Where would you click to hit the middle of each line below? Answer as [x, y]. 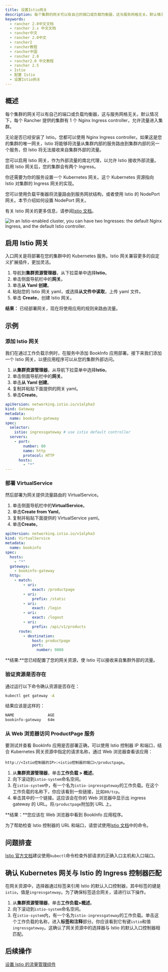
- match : [23, 580]
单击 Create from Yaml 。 [37, 512]
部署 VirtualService [29, 483]
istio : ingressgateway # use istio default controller [72, 432]
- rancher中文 [23, 33]
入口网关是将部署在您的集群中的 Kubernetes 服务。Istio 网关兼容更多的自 [80, 256]
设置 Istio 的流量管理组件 [30, 964]
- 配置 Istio [22, 75]
